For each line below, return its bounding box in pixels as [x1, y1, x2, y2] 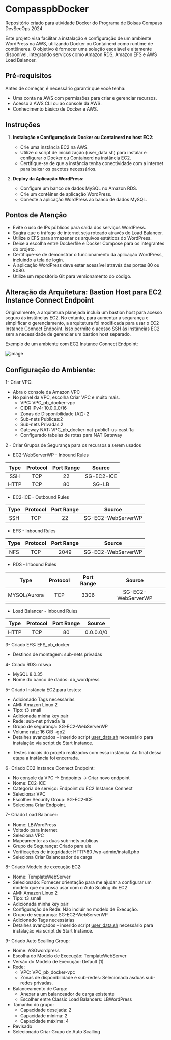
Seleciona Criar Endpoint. [12, 802, 66, 808]
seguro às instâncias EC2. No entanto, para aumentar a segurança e [5, 315, 149, 321]
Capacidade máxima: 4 [20, 1018, 69, 1024]
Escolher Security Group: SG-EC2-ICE [12, 797, 93, 802]
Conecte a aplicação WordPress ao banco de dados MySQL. [20, 196, 148, 202]
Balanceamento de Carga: [12, 986, 68, 991]
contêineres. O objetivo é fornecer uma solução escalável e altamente [5, 46, 152, 52]
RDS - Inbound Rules [12, 561, 57, 567]
